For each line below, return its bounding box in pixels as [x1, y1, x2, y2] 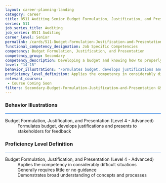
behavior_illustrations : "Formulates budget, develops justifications [5, 67, 154, 72]
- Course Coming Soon [7, 81, 52, 86]
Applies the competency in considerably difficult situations [17, 162, 137, 168]
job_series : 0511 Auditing [5, 30, 61, 35]
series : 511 [5, 21, 30, 26]
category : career [5, 12, 41, 17]
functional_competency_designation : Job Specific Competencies [5, 44, 138, 49]
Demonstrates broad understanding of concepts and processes [17, 172, 147, 178]
